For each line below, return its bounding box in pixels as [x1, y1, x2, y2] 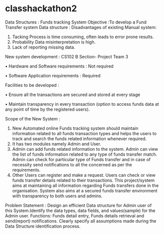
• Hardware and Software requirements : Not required [5, 63, 114, 69]
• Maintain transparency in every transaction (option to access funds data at [5, 101, 159, 107]
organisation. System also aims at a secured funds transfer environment [12, 187, 158, 193]
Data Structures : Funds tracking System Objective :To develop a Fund [5, 19, 147, 25]
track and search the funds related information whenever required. [12, 136, 147, 141]
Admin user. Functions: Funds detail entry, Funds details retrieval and [5, 212, 144, 218]
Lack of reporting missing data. [12, 44, 75, 50]
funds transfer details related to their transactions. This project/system [12, 177, 155, 183]
